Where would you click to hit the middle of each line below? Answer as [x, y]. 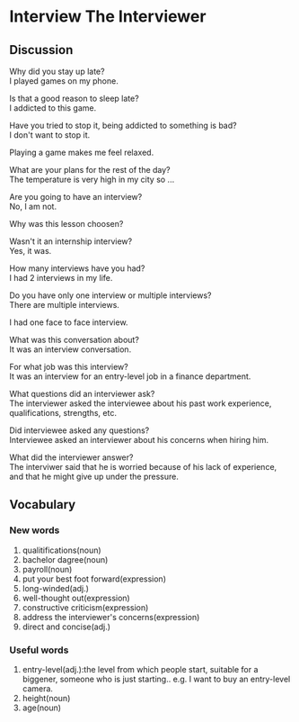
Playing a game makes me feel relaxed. [82, 152]
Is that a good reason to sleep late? [74, 98]
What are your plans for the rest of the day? [90, 170]
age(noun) [41, 708]
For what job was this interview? [69, 367]
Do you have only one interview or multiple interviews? [110, 295]
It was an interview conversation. [70, 349]
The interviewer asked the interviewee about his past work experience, [141, 403]
